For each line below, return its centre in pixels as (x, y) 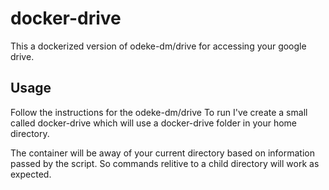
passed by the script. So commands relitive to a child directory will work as (165, 163)
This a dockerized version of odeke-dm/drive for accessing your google (158, 46)
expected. (31, 174)
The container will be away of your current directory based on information (162, 153)
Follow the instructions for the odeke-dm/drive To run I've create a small (159, 112)
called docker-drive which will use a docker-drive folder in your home (154, 123)
